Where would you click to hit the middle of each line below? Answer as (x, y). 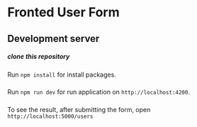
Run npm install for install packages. (62, 74)
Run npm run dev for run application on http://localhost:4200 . (98, 92)
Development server (54, 39)
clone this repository (39, 57)
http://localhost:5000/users (50, 117)
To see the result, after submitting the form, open (79, 110)
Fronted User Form (63, 12)
